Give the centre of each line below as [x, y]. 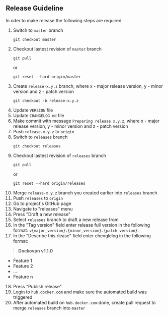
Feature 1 [22, 260]
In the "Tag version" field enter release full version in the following [81, 225]
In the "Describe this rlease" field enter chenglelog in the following [82, 235]
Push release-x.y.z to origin [44, 131]
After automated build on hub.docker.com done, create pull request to [84, 302]
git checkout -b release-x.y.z [46, 100]
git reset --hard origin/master [47, 77]
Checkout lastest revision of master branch [57, 49]
